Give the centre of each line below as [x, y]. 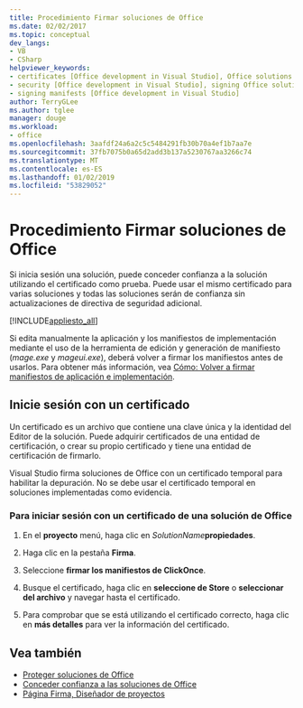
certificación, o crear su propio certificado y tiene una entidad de [130, 446]
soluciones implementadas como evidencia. [91, 492]
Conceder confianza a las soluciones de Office [109, 684]
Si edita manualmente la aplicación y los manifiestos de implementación [143, 339]
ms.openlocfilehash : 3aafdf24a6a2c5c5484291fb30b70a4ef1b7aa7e [131, 144]
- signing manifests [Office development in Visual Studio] [125, 93]
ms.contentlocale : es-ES [56, 169]
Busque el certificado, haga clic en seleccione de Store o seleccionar [153, 588]
